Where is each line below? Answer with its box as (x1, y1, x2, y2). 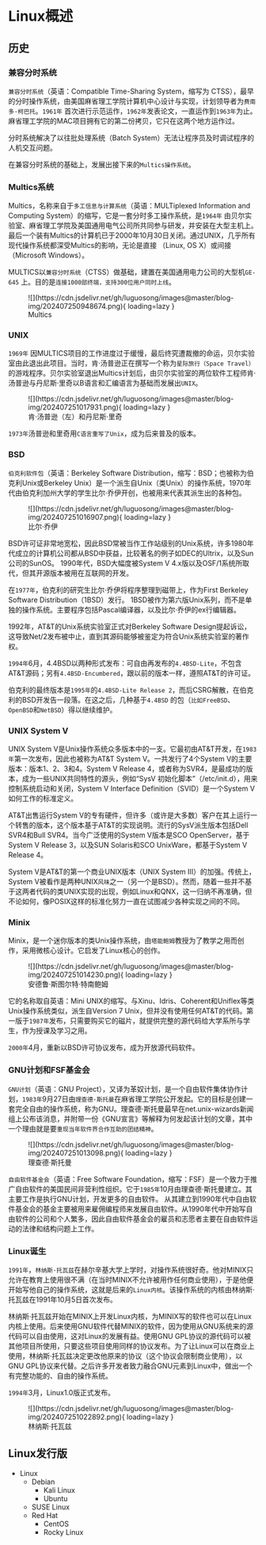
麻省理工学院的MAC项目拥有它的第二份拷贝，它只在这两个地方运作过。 (8, 116, 240, 125)
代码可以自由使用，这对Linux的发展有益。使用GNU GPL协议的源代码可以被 (8, 1331, 252, 1341)
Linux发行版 (8, 1447, 67, 1460)
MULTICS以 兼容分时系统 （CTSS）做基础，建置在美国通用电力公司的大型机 (8, 267, 245, 277)
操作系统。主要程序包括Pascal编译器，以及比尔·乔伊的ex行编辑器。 (21, 605, 241, 614)
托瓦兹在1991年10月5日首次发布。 (8, 1295, 117, 1304)
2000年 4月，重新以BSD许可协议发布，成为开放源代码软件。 (8, 1043, 199, 1052)
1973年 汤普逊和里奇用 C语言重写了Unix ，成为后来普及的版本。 (8, 429, 200, 438)
